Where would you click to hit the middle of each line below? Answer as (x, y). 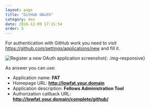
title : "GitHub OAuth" (29, 15)
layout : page (19, 10)
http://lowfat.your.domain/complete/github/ (61, 99)
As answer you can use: (31, 68)
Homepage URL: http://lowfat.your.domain (58, 83)
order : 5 (14, 29)
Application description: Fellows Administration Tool (68, 88)
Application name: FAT (36, 78)
